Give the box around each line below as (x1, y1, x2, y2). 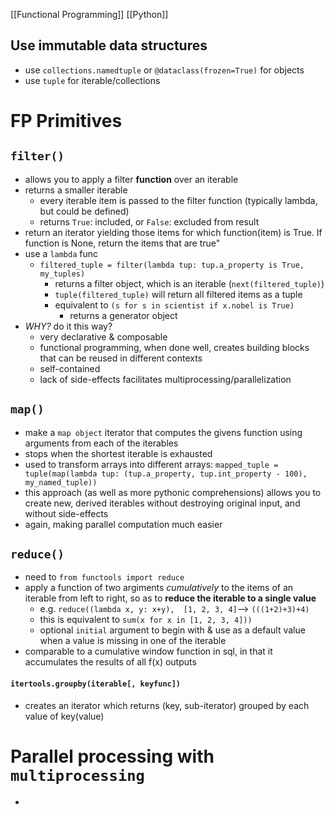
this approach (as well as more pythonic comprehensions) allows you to (24, 486, 322, 498)
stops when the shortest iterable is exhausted (24, 447, 213, 459)
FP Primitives (10, 110, 123, 132)
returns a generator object (69, 309, 178, 321)
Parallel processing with (10, 745, 215, 768)
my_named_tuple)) (24, 477, 98, 488)
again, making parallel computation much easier (24, 518, 223, 530)
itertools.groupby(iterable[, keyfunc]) (10, 679, 182, 689)
